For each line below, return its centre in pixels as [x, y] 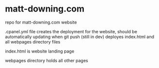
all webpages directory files [33, 41]
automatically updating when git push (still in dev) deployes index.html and [79, 37]
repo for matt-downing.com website [41, 22]
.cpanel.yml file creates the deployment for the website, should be [71, 31]
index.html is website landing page [40, 51]
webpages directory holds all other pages [47, 60]
